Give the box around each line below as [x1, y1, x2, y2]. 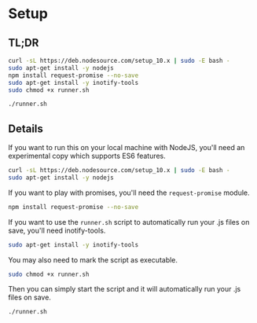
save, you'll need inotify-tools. [8, 226, 106, 235]
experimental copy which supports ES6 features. [8, 151, 167, 161]
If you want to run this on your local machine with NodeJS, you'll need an [8, 143, 245, 152]
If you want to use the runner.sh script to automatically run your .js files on [8, 217, 250, 226]
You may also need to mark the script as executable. [8, 255, 178, 264]
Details [8, 122, 43, 135]
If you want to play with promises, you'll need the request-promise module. [8, 188, 250, 197]
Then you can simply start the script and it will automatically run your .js [8, 284, 241, 294]
